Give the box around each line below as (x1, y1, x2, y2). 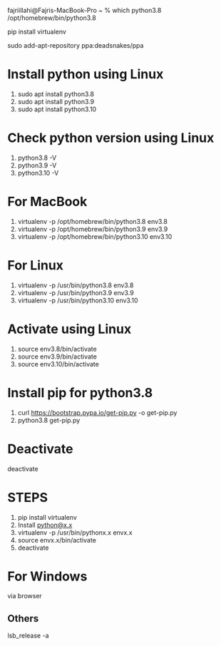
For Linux (7, 257, 64, 273)
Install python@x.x (17, 521, 73, 529)
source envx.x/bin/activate (17, 535, 96, 544)
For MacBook (7, 194, 88, 210)
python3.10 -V (17, 168, 59, 177)
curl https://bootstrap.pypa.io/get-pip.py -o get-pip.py (17, 408, 178, 416)
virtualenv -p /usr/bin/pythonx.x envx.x (17, 528, 133, 537)
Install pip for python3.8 (7, 384, 153, 401)
